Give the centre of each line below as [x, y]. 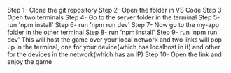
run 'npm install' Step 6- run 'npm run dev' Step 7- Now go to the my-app [113, 25]
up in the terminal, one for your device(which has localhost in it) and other [114, 47]
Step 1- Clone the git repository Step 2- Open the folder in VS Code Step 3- [116, 10]
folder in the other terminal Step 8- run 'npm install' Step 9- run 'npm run [112, 32]
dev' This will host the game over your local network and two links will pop [115, 40]
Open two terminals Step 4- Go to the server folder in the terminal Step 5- [114, 17]
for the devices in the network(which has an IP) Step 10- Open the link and [114, 54]
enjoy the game [30, 62]
